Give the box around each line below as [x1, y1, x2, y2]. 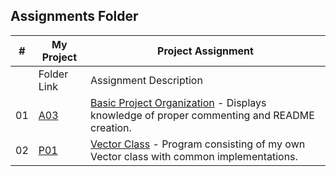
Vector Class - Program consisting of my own [90, 137, 306, 151]
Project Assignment [157, 44, 254, 58]
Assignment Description [90, 73, 203, 87]
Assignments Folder [10, 8, 139, 25]
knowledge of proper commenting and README [90, 108, 315, 122]
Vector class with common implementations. [90, 149, 298, 163]
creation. [90, 120, 132, 134]
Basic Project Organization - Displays [90, 95, 267, 109]
